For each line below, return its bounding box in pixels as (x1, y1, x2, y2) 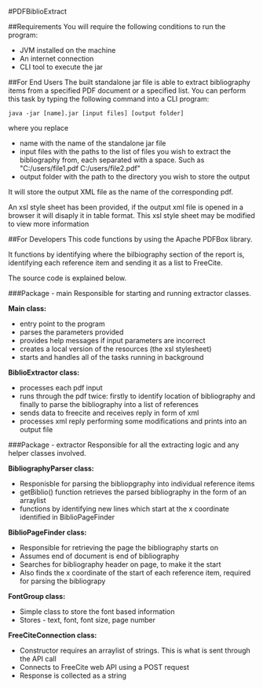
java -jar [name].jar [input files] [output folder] (8, 109, 184, 117)
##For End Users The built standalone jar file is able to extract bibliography (8, 78, 251, 87)
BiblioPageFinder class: (8, 527, 87, 537)
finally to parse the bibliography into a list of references (19, 400, 199, 409)
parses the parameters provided (19, 327, 124, 337)
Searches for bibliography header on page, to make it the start (19, 560, 221, 569)
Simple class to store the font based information (19, 607, 175, 616)
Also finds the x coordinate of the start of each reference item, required (19, 568, 251, 577)
